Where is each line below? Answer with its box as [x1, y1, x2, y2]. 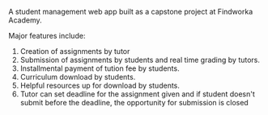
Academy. [8, 15, 42, 25]
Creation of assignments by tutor [19, 47, 130, 55]
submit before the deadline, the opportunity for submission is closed [19, 98, 249, 107]
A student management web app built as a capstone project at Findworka [8, 7, 253, 16]
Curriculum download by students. [19, 72, 136, 81]
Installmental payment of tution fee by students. [19, 64, 180, 73]
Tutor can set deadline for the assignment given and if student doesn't [19, 89, 255, 99]
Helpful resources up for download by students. [19, 80, 181, 90]
